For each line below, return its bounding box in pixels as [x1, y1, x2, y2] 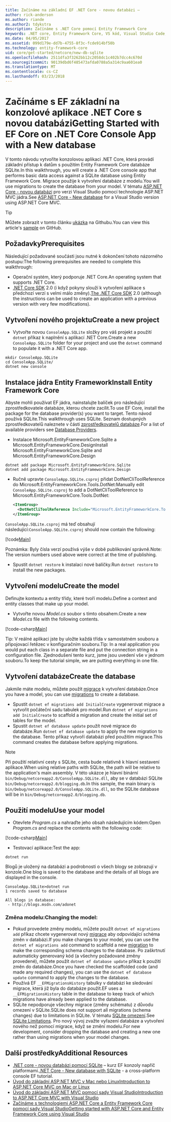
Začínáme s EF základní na [5, 96, 120, 108]
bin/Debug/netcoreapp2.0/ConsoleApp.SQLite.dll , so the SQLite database [5, 786, 159, 792]
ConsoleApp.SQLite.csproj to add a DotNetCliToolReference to [12, 487, 144, 493]
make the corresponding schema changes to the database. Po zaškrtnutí [12, 947, 165, 953]
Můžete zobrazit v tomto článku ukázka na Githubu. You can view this [5, 219, 150, 225]
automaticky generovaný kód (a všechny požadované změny [12, 953, 141, 959]
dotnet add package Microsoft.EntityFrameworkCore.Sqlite [5, 463, 131, 468]
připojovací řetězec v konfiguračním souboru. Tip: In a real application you [5, 641, 160, 647]
